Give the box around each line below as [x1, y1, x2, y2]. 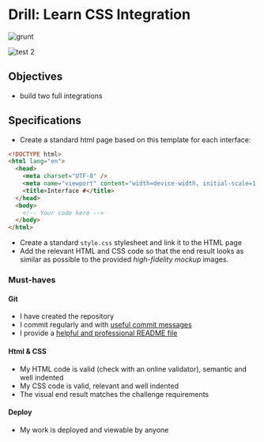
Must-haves [8, 274, 56, 285]
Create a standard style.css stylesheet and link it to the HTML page [19, 238, 243, 247]
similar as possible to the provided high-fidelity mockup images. [19, 255, 229, 264]
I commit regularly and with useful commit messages [19, 320, 192, 330]
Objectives [8, 70, 63, 84]
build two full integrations [19, 91, 103, 100]
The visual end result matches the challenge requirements [19, 389, 209, 399]
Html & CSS [8, 346, 47, 356]
